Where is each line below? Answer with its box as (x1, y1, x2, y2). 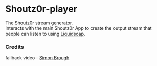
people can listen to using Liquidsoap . (5, 30, 85, 37)
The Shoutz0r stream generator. (5, 20, 73, 26)
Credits (5, 43, 24, 50)
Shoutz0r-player (5, 3, 78, 15)
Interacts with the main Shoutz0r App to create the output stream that (5, 25, 152, 31)
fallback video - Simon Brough (5, 55, 70, 61)
